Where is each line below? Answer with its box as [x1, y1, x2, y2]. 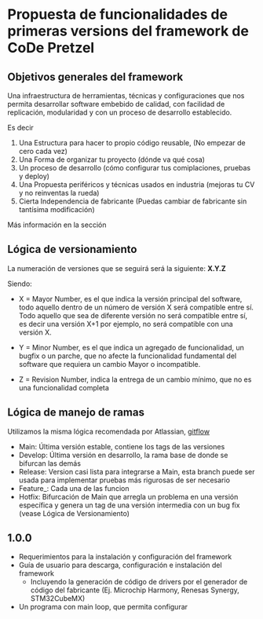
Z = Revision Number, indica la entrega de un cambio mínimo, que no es [18, 375, 252, 384]
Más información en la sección [7, 220, 107, 229]
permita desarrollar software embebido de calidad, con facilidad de [7, 100, 225, 108]
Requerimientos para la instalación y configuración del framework [18, 552, 232, 562]
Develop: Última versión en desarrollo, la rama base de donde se [18, 450, 228, 460]
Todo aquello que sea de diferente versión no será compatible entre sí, [18, 310, 248, 320]
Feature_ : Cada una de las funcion [18, 483, 130, 493]
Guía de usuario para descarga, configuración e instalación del [18, 560, 222, 570]
